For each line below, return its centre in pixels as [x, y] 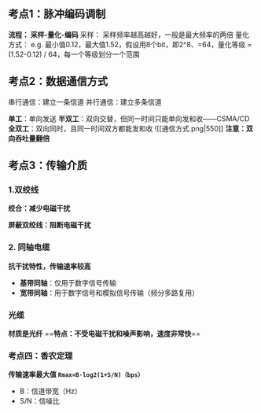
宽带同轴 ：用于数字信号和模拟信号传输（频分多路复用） [109, 293]
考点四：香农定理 [40, 356]
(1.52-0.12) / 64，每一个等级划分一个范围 [74, 54]
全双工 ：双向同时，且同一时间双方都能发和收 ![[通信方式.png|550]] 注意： [127, 128]
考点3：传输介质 [48, 166]
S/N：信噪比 [40, 401]
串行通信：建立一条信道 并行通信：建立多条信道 [85, 101]
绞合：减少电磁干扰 [39, 208]
